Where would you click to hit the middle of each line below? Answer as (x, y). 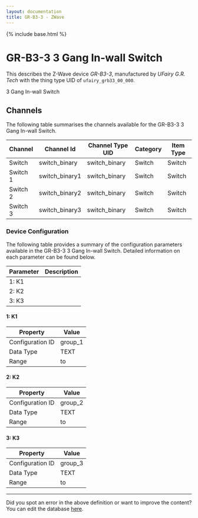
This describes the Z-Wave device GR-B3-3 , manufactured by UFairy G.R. (96, 74)
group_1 (72, 342)
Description (61, 271)
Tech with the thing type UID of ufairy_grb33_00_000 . (71, 80)
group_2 (72, 402)
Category (148, 149)
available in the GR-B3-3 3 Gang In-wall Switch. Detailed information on (93, 250)
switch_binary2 (60, 193)
